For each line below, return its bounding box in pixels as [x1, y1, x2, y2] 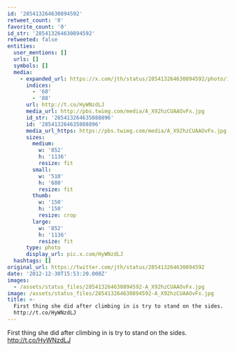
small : [32, 166, 52, 173]
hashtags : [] [13, 257, 52, 264]
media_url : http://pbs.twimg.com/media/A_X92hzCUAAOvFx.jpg [25, 108, 205, 115]
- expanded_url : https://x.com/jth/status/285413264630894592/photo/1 [20, 75, 230, 83]
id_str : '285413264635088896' [25, 114, 114, 121]
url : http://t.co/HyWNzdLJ [25, 101, 105, 108]
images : [7, 277, 30, 284]
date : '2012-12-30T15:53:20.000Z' [7, 270, 108, 277]
